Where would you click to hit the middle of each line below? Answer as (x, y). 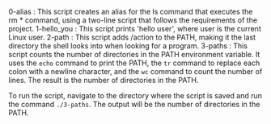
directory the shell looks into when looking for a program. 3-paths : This (128, 46)
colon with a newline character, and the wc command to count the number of (135, 71)
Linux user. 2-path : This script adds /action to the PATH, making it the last (132, 37)
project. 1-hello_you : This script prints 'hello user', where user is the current (135, 29)
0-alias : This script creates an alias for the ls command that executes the (131, 12)
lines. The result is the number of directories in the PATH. (104, 80)
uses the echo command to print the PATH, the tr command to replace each (134, 63)
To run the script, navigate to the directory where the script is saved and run (135, 95)
